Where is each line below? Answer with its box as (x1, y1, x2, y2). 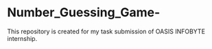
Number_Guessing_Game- (7, 5, 161, 20)
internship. (7, 34, 38, 42)
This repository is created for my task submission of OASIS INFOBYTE (7, 27, 206, 35)
